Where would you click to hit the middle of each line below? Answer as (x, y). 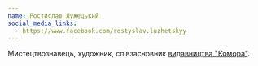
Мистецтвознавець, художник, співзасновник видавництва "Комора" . (129, 54)
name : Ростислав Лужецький (53, 16)
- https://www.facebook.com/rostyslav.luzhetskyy (101, 31)
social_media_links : (43, 23)
